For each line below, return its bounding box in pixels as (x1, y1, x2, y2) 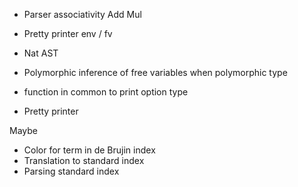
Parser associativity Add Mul (23, 9, 142, 20)
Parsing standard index (23, 165, 120, 177)
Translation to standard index (23, 155, 145, 166)
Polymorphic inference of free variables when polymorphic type (23, 67, 288, 78)
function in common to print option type (23, 86, 189, 98)
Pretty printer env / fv (23, 28, 113, 39)
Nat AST (23, 47, 59, 59)
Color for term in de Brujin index (23, 144, 156, 156)
